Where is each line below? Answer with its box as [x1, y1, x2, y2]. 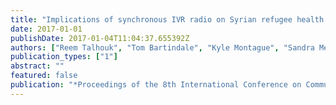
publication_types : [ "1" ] [10, 52, 118, 62]
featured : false [10, 71, 78, 81]
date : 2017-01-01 [10, 24, 83, 34]
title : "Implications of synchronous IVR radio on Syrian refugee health [10, 14, 325, 25]
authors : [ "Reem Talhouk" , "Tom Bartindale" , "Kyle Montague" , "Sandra [10, 42, 315, 53]
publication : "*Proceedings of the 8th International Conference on [10, 80, 302, 90]
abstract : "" [10, 61, 65, 71]
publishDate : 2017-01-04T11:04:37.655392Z [10, 33, 190, 43]
